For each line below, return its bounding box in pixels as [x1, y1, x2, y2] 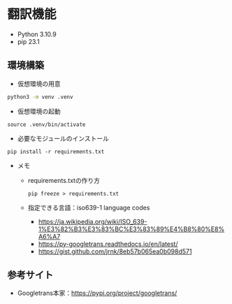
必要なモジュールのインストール [17, 134, 110, 142]
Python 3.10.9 [17, 29, 57, 39]
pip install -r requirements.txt [7, 148, 105, 155]
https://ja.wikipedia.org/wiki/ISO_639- [38, 217, 147, 226]
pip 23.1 [17, 37, 40, 46]
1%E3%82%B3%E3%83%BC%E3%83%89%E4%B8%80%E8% [38, 225, 225, 233]
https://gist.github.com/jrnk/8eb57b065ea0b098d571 [38, 247, 192, 256]
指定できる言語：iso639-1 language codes [27, 203, 150, 212]
